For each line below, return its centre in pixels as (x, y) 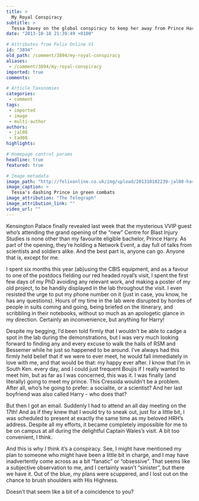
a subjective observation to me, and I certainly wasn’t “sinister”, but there (95, 467)
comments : (18, 78)
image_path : (21, 182)
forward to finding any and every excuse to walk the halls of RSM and (91, 343)
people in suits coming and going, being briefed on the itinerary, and (90, 307)
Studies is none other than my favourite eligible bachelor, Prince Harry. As (96, 239)
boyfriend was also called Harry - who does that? (67, 394)
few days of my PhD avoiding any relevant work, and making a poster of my (98, 281)
